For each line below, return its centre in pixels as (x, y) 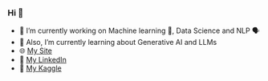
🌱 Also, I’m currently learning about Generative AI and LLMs (118, 43)
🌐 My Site (36, 51)
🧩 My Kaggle (40, 68)
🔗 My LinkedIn (43, 60)
